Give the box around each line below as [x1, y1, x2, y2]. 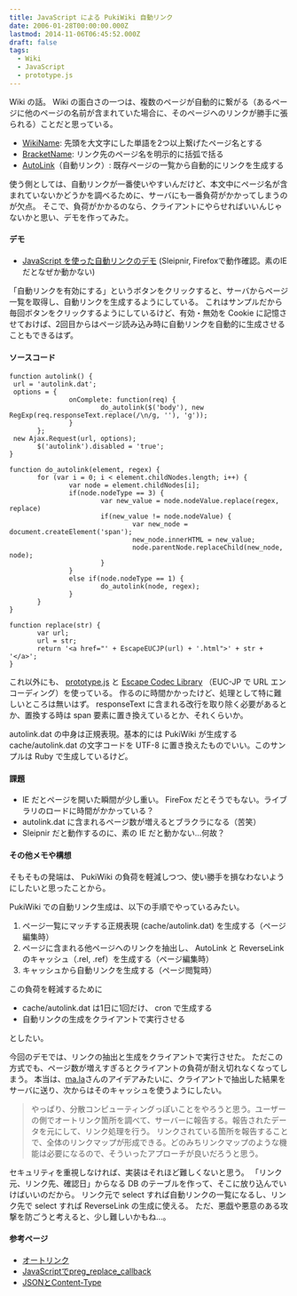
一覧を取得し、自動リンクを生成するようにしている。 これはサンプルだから [9, 296, 284, 307]
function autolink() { [9, 372, 93, 381]
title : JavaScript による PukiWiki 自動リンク [9, 12, 174, 22]
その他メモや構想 [9, 850, 72, 860]
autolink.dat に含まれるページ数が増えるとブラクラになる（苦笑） [21, 817, 262, 828]
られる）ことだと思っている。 [9, 118, 118, 129]
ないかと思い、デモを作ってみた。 [9, 212, 134, 222]
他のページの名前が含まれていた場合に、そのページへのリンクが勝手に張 [24, 108, 288, 118]
